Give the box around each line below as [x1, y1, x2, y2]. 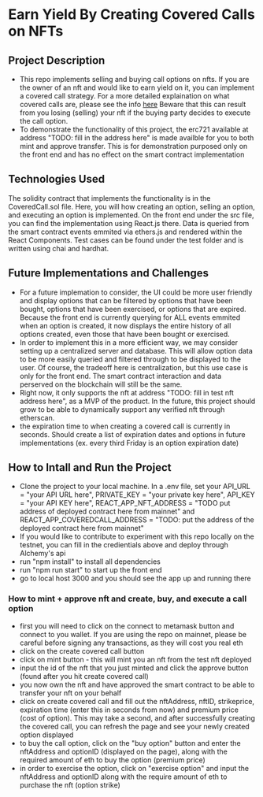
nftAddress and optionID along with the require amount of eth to [19, 772, 228, 781]
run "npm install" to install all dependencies [19, 557, 161, 566]
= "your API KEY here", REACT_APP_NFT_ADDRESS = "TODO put [19, 499, 231, 508]
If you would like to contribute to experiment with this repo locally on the [19, 532, 254, 541]
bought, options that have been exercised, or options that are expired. [19, 304, 246, 313]
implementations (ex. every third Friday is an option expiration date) [19, 438, 239, 447]
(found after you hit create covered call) [19, 671, 150, 680]
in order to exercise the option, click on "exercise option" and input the [19, 763, 250, 773]
